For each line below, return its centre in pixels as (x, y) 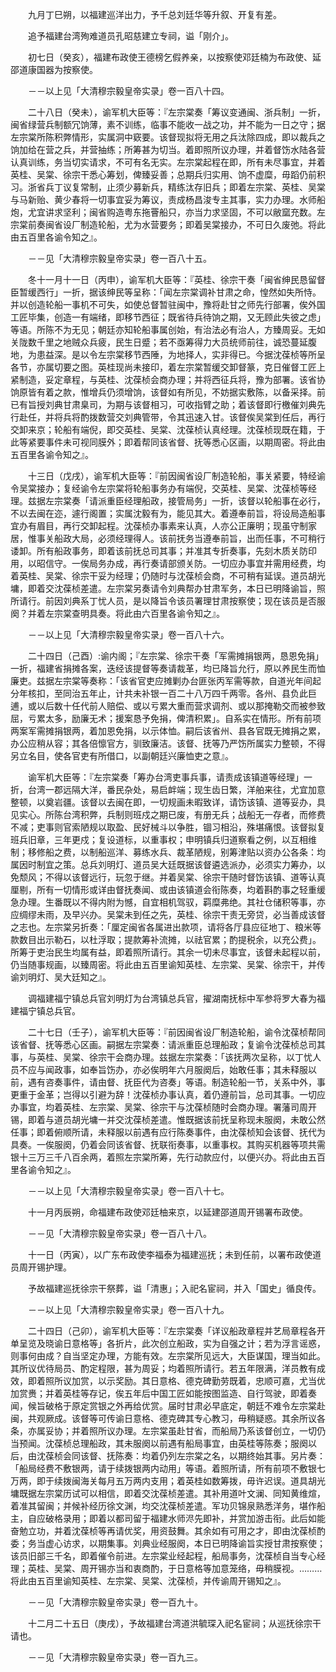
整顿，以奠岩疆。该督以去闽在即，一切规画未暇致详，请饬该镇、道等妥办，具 (168, 802)
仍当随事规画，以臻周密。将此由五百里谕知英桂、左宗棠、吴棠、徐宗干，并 (163, 964)
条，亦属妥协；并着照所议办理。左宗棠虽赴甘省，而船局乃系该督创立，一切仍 (168, 1431)
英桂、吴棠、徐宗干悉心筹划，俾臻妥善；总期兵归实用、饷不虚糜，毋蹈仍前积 (168, 174)
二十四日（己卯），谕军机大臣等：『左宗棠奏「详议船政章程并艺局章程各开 (176, 1331)
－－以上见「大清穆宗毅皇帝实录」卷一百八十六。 (128, 634)
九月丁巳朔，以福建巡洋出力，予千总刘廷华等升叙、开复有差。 (154, 14)
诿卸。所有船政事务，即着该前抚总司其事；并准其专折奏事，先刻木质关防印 (163, 551)
